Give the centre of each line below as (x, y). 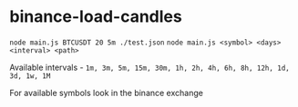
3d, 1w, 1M (30, 76)
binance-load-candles (96, 17)
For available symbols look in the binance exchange (106, 92)
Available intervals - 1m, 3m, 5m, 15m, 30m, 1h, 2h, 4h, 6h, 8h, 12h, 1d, (149, 67)
